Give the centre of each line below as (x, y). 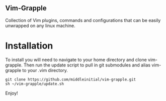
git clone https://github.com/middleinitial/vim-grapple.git (71, 79)
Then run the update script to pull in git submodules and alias (87, 65)
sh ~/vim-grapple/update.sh (35, 84)
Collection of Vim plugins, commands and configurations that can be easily (83, 20)
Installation (29, 46)
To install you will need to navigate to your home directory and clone (76, 59)
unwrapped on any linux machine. (40, 25)
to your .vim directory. (45, 70)
